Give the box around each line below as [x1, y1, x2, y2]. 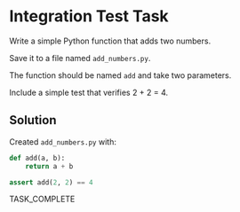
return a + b [25, 161, 74, 170]
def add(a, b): [9, 153, 66, 162]
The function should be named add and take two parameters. [9, 69, 232, 81]
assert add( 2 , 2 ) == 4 [9, 177, 93, 187]
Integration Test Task [9, 6, 169, 27]
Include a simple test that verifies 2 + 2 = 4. [9, 87, 169, 98]
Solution [9, 113, 57, 128]
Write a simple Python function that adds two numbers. [9, 35, 212, 46]
